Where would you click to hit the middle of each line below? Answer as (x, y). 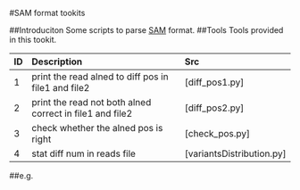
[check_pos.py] (217, 133)
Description (57, 62)
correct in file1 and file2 (82, 113)
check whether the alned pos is (97, 128)
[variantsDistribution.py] (235, 153)
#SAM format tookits (47, 13)
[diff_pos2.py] (214, 108)
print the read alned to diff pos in (100, 77)
